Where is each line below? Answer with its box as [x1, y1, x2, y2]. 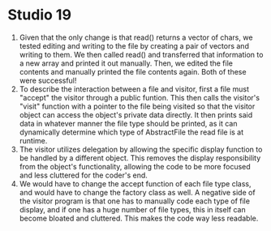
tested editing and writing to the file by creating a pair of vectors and [19, 41, 249, 50]
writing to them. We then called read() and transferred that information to [19, 49, 264, 59]
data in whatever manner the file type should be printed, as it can [19, 118, 238, 128]
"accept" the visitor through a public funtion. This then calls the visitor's [19, 92, 260, 102]
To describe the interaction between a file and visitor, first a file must [19, 83, 249, 94]
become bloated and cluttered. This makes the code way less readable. [19, 213, 259, 223]
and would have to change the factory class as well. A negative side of [19, 187, 256, 197]
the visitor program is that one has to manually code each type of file [19, 196, 251, 206]
